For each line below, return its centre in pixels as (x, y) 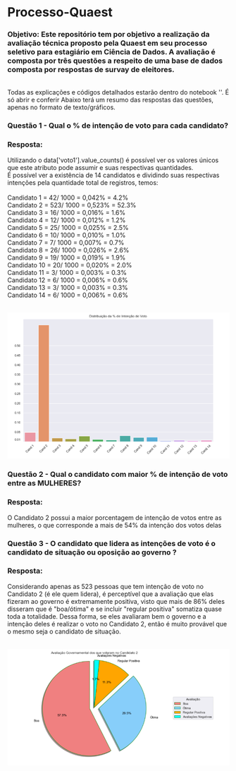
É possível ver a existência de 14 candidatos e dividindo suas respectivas (113, 175)
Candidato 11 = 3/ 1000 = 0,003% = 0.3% (67, 272)
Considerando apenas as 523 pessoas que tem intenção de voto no (106, 586)
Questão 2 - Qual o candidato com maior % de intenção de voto (118, 475)
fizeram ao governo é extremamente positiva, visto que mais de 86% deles (116, 601)
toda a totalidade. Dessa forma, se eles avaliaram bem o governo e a (107, 616)
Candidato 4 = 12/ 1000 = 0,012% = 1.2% (67, 220)
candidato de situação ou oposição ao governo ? (92, 552)
